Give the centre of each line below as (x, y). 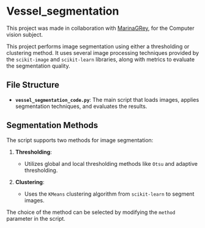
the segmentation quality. (38, 66)
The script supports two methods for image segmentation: (80, 140)
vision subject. (25, 34)
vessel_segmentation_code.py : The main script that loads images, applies (107, 99)
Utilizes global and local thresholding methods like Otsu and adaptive (111, 163)
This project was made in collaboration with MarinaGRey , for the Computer (100, 28)
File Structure (33, 85)
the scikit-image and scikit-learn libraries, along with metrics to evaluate (100, 59)
